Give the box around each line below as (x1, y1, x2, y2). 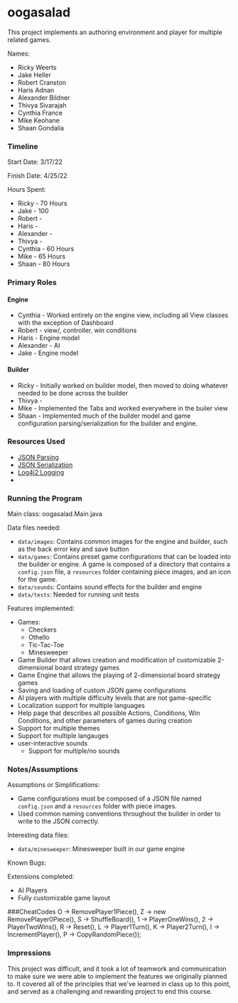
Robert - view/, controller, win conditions (17, 326, 137, 335)
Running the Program (7, 493, 83, 503)
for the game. (17, 575, 58, 584)
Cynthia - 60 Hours (17, 245, 75, 253)
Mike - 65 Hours (17, 252, 66, 261)
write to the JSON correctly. (17, 817, 99, 825)
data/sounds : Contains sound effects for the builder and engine (17, 582, 202, 592)
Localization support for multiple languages (17, 701, 146, 710)
